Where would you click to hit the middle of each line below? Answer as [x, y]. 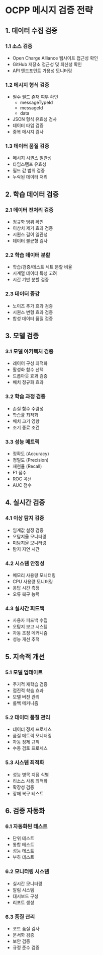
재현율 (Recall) [27, 466]
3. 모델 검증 [22, 336]
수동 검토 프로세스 [30, 748]
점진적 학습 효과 [28, 690]
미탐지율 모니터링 [29, 543]
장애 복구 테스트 [28, 793]
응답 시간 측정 [26, 588]
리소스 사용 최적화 [30, 781]
